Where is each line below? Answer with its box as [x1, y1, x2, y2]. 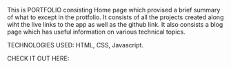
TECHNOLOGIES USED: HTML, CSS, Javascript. [7, 41, 143, 49]
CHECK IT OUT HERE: [7, 54, 70, 63]
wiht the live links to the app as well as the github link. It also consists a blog [7, 21, 223, 28]
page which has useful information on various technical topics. [7, 27, 185, 36]
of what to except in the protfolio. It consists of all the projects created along [7, 13, 224, 21]
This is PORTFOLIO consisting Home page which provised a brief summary [7, 6, 221, 14]
